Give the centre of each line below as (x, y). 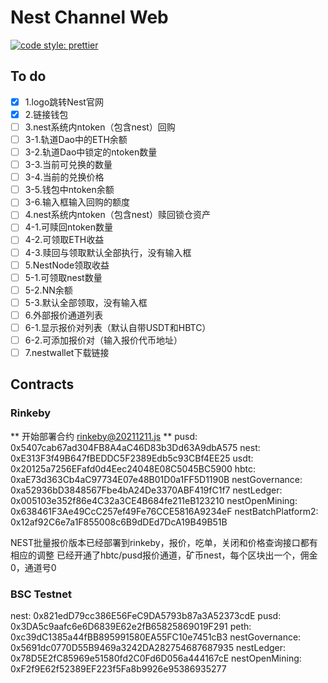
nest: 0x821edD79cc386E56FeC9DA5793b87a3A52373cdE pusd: (146, 616)
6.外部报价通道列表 (64, 315)
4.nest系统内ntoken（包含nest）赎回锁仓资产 (118, 215)
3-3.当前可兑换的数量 (68, 165)
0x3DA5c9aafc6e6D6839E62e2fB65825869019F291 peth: (131, 627)
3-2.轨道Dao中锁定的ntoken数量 (91, 152)
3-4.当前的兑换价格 (64, 177)
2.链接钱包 (46, 114)
